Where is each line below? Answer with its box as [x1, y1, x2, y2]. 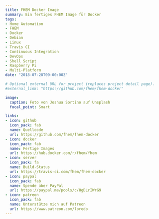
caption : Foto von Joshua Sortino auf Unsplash [9, 99, 111, 105]
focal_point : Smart [9, 104, 50, 109]
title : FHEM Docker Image [5, 7, 59, 12]
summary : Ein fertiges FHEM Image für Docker [5, 12, 101, 17]
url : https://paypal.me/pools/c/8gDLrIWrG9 [9, 188, 101, 193]
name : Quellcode [9, 127, 43, 132]
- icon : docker [5, 136, 37, 141]
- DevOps [5, 53, 23, 59]
